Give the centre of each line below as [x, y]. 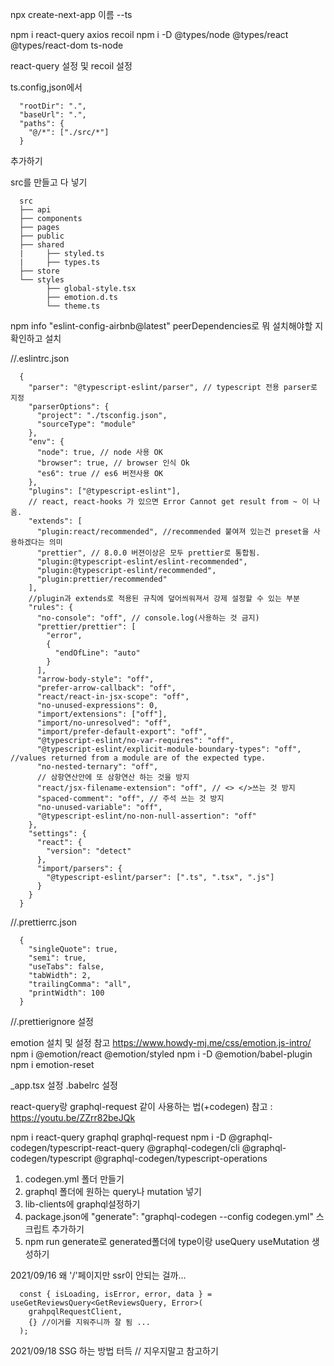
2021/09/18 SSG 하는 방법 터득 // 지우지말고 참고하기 [114, 1351]
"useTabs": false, [66, 967]
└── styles [42, 280]
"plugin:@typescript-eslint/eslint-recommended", [142, 562]
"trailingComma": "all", [80, 984]
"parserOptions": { [69, 407]
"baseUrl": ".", [53, 115]
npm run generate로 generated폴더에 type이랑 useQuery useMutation [167, 1241]
